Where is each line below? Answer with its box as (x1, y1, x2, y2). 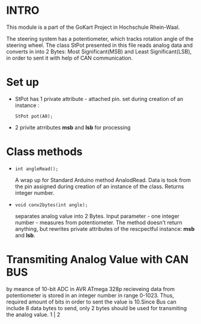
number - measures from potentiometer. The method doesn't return (14, 219, 182, 226)
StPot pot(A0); (14, 113, 53, 119)
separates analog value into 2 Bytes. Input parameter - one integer (14, 212, 180, 219)
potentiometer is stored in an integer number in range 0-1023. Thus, (6, 292, 175, 299)
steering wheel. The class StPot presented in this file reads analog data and (6, 41, 193, 49)
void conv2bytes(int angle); (14, 202, 88, 208)
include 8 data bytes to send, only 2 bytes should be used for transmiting (6, 304, 187, 311)
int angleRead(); (14, 166, 59, 172)
